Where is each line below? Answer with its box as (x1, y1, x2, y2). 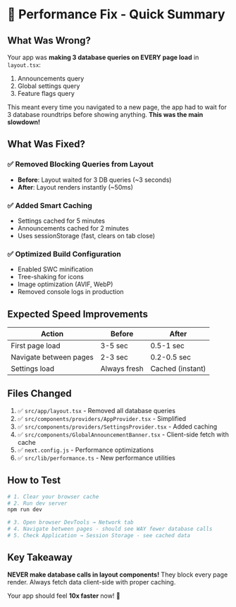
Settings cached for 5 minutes (17, 216, 106, 225)
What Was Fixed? (7, 138, 86, 150)
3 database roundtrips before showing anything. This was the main (7, 111, 204, 118)
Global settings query (17, 82, 80, 90)
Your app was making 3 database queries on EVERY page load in (7, 53, 199, 61)
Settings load (11, 364, 55, 374)
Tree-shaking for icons (17, 273, 85, 281)
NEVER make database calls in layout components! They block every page (7, 570, 228, 579)
